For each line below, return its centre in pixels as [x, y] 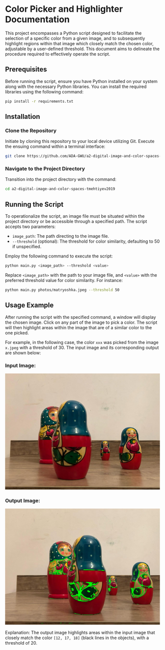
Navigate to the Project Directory [45, 169]
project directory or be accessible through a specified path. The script [76, 222]
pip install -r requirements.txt [39, 101]
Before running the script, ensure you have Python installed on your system [82, 81]
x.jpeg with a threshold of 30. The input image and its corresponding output [82, 347]
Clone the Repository [31, 130]
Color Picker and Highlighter [64, 9]
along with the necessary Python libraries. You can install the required [76, 86]
